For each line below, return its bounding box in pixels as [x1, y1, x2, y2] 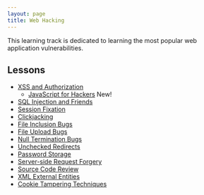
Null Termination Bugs [17, 135, 83, 144]
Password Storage [17, 150, 72, 158]
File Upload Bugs [17, 127, 68, 136]
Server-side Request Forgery [17, 158, 102, 166]
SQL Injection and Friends [17, 98, 93, 106]
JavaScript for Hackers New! [28, 90, 112, 99]
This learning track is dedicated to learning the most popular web [7, 36, 198, 44]
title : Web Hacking [7, 17, 65, 24]
